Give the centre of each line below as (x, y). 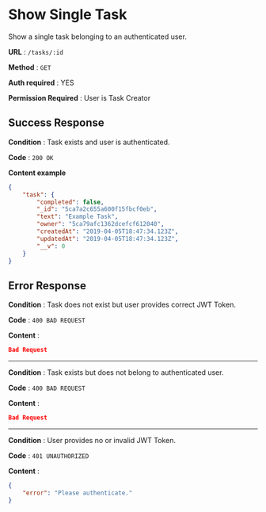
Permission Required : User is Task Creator (80, 97)
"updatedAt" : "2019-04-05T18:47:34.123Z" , (108, 239)
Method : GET (30, 67)
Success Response (56, 123)
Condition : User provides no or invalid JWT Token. (92, 440)
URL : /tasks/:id (36, 52)
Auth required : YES (41, 82)
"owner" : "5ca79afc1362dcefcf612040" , (101, 224)
